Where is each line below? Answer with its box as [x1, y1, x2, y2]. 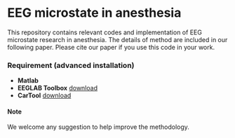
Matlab [17, 76, 39, 85]
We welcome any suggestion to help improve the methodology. [7, 123, 189, 131]
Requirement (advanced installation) [7, 60, 135, 70]
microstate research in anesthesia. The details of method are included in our [7, 35, 228, 43]
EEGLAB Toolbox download [17, 84, 98, 92]
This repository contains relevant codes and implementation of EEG [7, 28, 202, 36]
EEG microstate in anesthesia [7, 5, 182, 21]
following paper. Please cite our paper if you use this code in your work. [7, 43, 215, 51]
